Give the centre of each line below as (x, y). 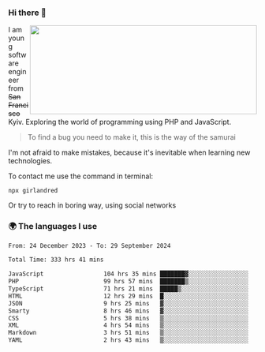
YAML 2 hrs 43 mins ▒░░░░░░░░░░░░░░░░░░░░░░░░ (128, 340)
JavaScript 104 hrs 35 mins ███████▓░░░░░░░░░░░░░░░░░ (128, 274)
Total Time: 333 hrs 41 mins (56, 260)
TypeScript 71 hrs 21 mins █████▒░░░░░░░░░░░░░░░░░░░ (128, 289)
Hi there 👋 (28, 13)
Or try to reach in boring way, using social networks (92, 205)
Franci (19, 105)
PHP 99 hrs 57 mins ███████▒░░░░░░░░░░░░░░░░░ (128, 282)
